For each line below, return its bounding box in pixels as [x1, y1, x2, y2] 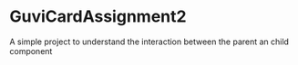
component [9, 45, 53, 56]
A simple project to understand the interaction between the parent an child [9, 36, 290, 47]
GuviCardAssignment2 [9, 6, 187, 27]
